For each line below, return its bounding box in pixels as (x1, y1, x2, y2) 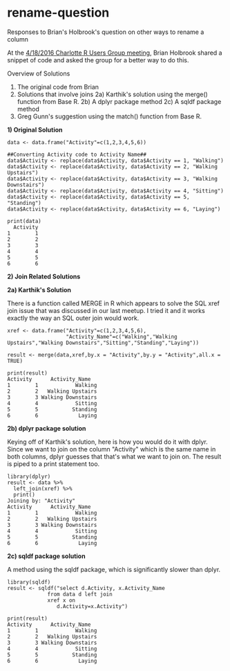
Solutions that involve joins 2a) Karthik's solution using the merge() (17, 90, 209, 98)
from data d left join (47, 591, 113, 598)
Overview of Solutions (7, 69, 70, 78)
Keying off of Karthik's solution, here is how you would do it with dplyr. (7, 438, 209, 446)
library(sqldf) (7, 578, 51, 586)
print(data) (7, 217, 41, 224)
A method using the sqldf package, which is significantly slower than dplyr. (7, 565, 221, 573)
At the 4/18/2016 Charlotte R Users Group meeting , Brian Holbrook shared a (7, 48, 222, 57)
